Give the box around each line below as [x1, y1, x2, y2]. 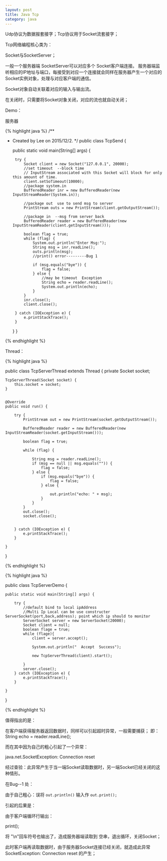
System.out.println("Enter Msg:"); [32, 241, 107, 246]
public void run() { [5, 404, 48, 409]
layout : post [5, 7, 32, 13]
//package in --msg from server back [23, 214, 105, 220]
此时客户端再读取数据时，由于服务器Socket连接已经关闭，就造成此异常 [5, 844, 151, 850]
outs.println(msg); [32, 249, 73, 255]
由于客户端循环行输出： [5, 813, 53, 819]
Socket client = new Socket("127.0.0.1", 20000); [23, 161, 129, 167]
